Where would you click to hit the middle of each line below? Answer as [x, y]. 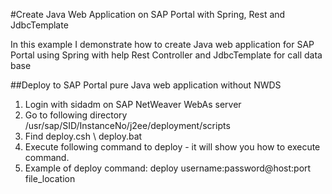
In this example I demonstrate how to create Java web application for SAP [162, 44]
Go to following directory [76, 115]
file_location [50, 178]
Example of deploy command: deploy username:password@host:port [168, 168]
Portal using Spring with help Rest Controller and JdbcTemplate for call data [166, 55]
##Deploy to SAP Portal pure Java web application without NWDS [146, 85]
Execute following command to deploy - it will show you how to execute [172, 147]
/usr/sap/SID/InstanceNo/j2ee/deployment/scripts [127, 125]
